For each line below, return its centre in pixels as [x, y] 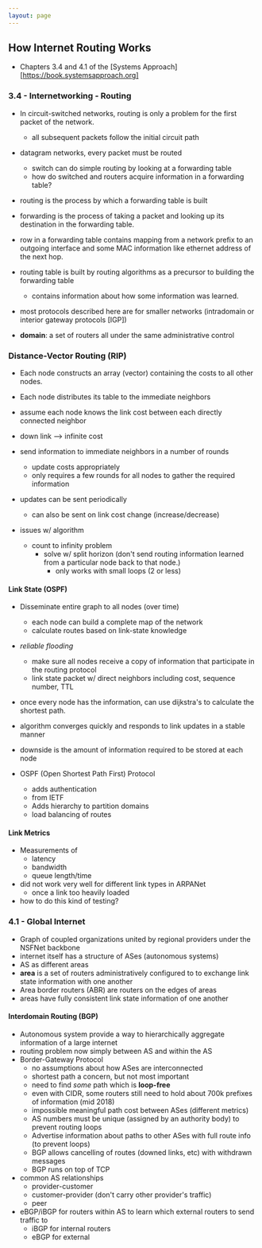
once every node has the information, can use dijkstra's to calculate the [137, 702]
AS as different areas [54, 964]
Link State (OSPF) [38, 589]
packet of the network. [57, 122]
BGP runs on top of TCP [71, 1169]
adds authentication [64, 789]
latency [44, 859]
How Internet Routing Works [80, 48]
